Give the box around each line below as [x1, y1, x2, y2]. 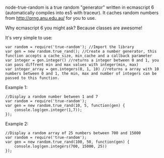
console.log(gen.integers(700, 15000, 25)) [14, 144, 107, 149]
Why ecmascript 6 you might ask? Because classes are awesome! [5, 25, 143, 31]
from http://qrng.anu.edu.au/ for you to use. [5, 15, 96, 21]
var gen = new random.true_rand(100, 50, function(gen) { [5, 139, 130, 144]
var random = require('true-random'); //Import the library [5, 45, 135, 50]
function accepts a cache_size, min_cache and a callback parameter [5, 53, 152, 58]
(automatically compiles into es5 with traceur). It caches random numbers [5, 10, 159, 16]
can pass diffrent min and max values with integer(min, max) [5, 62, 139, 67]
